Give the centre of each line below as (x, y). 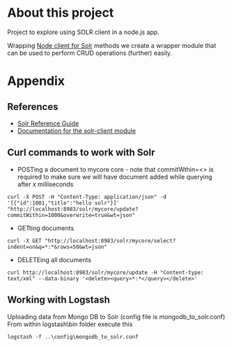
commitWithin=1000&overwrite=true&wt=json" (71, 215)
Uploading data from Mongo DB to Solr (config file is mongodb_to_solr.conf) (116, 316)
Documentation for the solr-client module (76, 131)
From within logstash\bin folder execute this (70, 324)
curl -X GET (24, 241)
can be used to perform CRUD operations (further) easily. (90, 53)
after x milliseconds (45, 184)
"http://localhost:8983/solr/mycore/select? (110, 241)
